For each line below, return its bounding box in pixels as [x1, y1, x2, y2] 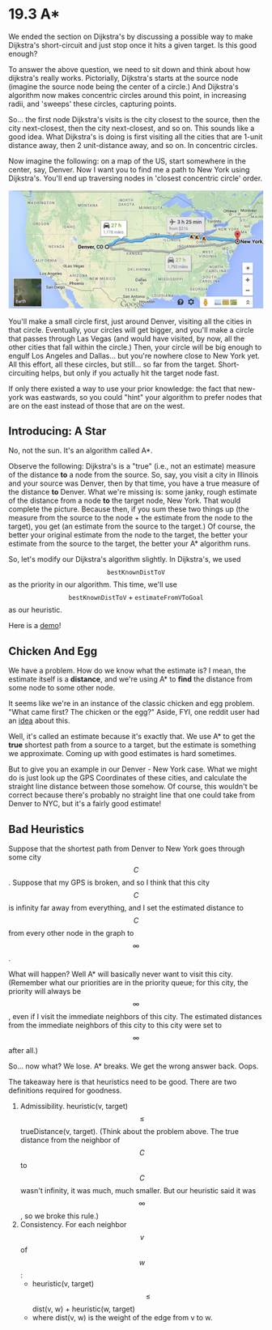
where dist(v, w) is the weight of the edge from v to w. [32, 1313, 213, 1323]
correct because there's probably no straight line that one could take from [8, 790, 256, 800]
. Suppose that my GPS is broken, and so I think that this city [8, 877, 210, 887]
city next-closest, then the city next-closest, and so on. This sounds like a [8, 123, 255, 133]
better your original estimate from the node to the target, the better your [8, 530, 249, 540]
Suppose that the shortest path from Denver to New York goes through [8, 843, 245, 854]
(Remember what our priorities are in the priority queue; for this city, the [8, 978, 249, 988]
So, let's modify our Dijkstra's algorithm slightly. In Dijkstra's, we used [8, 555, 241, 564]
